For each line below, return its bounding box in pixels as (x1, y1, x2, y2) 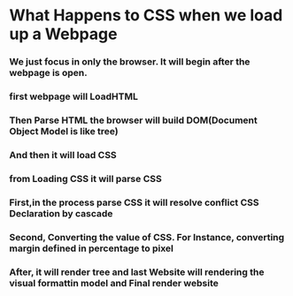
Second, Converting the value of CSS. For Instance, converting (9, 231, 285, 243)
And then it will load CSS (9, 148, 117, 161)
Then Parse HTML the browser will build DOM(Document (9, 114, 258, 126)
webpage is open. (9, 67, 88, 80)
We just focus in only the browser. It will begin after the (9, 56, 251, 68)
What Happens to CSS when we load (9, 5, 283, 26)
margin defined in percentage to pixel (9, 242, 174, 254)
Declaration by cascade (9, 207, 113, 219)
